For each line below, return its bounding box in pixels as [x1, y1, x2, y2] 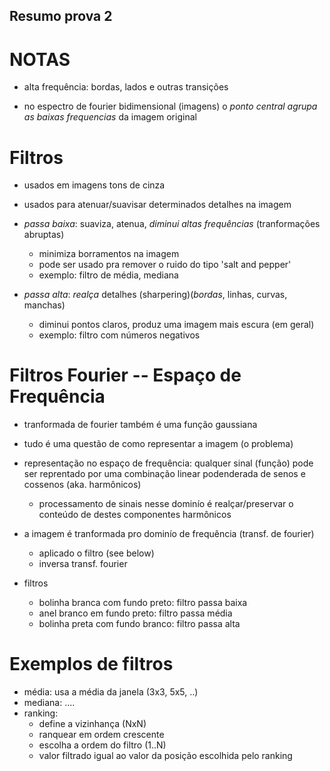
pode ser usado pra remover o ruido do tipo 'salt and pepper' [38, 259, 292, 271]
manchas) [23, 299, 66, 311]
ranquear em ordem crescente [38, 729, 165, 741]
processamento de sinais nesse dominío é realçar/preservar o [38, 498, 294, 510]
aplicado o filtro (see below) [38, 547, 155, 559]
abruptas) [23, 229, 65, 241]
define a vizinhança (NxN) [38, 718, 147, 730]
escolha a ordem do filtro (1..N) [38, 739, 167, 751]
